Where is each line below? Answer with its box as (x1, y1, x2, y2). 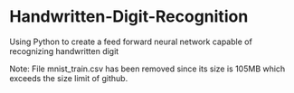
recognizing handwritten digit (9, 45, 119, 56)
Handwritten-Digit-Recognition (9, 6, 249, 27)
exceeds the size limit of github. (9, 72, 128, 83)
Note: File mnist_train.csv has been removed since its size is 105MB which (9, 63, 286, 74)
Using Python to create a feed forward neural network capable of (9, 36, 253, 47)
